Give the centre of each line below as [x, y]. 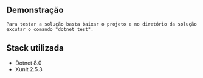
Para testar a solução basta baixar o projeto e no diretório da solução [102, 24]
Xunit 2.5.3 [29, 69]
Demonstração [35, 10]
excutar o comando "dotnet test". [50, 29]
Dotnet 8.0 [28, 63]
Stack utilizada [35, 48]
